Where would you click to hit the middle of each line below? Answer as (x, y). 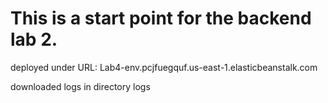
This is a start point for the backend (161, 18)
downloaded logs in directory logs (80, 86)
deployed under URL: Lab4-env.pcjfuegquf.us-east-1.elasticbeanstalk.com (164, 67)
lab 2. (34, 39)
